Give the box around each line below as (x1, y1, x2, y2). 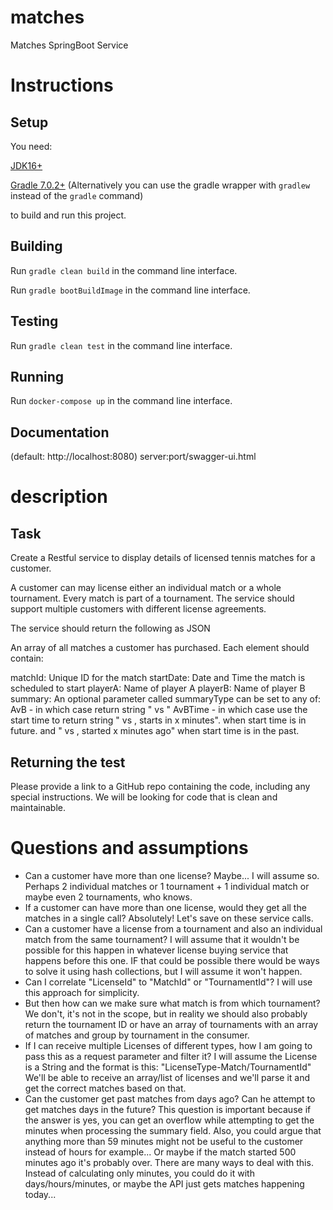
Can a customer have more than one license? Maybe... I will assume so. (24, 869, 320, 881)
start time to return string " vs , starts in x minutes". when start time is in (10, 714, 307, 726)
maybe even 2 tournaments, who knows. (24, 891, 193, 903)
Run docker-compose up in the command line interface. (10, 395, 233, 407)
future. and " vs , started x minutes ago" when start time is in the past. (10, 725, 300, 737)
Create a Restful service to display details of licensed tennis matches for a (10, 552, 316, 564)
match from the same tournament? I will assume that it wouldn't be (24, 933, 300, 945)
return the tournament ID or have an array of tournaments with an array (24, 1018, 319, 1030)
